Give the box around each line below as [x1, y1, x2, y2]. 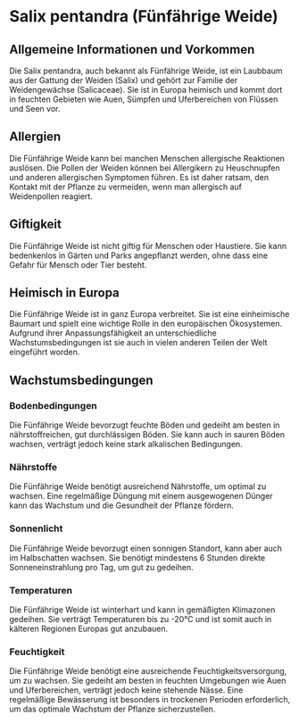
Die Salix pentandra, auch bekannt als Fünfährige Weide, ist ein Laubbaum [9, 65, 283, 76]
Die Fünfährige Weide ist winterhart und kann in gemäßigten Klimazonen [9, 604, 276, 615]
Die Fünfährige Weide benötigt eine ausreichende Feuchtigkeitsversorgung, [9, 666, 287, 677]
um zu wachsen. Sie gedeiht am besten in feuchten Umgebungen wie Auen [9, 676, 287, 686]
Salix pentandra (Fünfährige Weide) [9, 6, 278, 27]
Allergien [9, 129, 62, 145]
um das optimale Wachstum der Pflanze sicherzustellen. [9, 703, 216, 715]
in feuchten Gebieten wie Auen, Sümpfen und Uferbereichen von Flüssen [9, 94, 278, 104]
